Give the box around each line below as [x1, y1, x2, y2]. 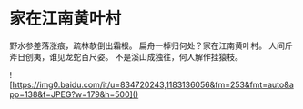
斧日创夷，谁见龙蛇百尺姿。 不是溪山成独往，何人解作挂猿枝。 [9, 51, 243, 62]
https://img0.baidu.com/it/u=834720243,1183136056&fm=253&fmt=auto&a [12, 79, 294, 90]
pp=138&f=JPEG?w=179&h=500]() [9, 88, 139, 100]
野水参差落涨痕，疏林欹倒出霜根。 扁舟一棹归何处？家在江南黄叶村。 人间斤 [9, 40, 293, 51]
